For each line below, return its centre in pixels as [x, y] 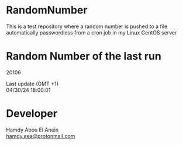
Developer [32, 114]
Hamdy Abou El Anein [32, 130]
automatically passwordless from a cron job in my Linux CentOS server [91, 32]
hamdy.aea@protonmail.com [41, 136]
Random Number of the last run [84, 56]
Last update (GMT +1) [32, 84]
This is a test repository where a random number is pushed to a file [87, 26]
